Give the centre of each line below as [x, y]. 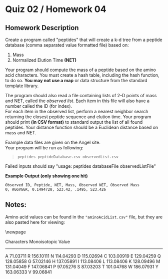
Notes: [16, 205]
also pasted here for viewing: [35, 222]
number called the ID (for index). [39, 106]
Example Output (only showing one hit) [46, 176]
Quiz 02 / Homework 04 [56, 9]
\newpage [16, 232]
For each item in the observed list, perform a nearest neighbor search [77, 111]
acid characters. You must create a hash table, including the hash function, [82, 75]
